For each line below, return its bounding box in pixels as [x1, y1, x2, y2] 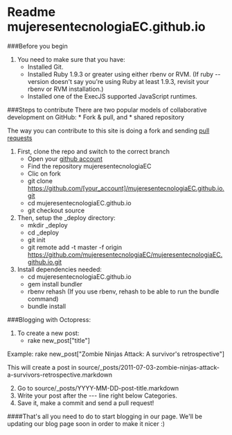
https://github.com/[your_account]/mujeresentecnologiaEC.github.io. [27, 184, 225, 192]
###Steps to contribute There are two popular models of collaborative [7, 105, 207, 114]
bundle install [27, 302, 66, 310]
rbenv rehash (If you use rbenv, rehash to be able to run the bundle [27, 287, 220, 296]
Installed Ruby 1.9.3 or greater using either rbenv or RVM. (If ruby [27, 70, 213, 78]
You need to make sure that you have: [17, 55, 126, 63]
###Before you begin [7, 42, 68, 50]
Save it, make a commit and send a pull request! [17, 398, 154, 407]
